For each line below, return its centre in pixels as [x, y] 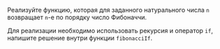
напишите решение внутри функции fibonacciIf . [80, 38]
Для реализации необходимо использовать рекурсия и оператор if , [110, 31]
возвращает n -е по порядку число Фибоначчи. [77, 17]
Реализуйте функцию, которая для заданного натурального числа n [108, 10]
